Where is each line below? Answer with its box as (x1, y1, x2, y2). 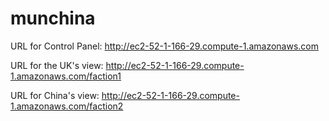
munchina (10, 7, 96, 30)
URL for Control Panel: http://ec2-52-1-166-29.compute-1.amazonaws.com (10, 40, 319, 52)
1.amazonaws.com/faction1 (10, 70, 122, 82)
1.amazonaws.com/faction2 (10, 100, 124, 112)
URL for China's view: (10, 89, 100, 101)
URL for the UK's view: (10, 59, 104, 71)
